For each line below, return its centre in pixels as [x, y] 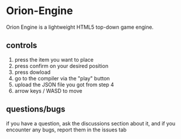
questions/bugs [36, 109]
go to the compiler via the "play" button [62, 78]
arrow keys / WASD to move [48, 91]
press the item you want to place [54, 59]
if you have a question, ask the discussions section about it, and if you [91, 123]
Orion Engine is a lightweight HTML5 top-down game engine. [80, 27]
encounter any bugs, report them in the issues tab [66, 130]
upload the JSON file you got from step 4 [64, 84]
